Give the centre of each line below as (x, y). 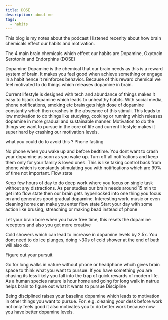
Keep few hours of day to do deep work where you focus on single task (79, 183)
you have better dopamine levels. (40, 312)
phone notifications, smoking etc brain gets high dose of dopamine (75, 105)
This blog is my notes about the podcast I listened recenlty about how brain (83, 38)
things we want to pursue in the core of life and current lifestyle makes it (80, 127)
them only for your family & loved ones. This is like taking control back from (83, 163)
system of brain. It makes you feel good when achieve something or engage (84, 74)
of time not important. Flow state (39, 173)
